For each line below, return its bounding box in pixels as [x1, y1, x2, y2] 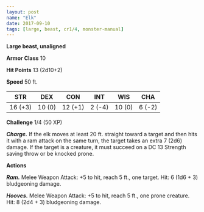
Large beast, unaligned [6, 43, 66, 50]
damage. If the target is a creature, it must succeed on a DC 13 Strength [6, 144, 186, 151]
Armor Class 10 [6, 54, 46, 62]
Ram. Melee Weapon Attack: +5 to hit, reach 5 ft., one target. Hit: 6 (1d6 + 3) [6, 174, 199, 181]
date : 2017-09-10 [6, 20, 51, 26]
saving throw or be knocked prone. [6, 150, 94, 158]
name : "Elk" [6, 15, 37, 21]
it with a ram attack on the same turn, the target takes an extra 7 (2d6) [6, 137, 183, 144]
